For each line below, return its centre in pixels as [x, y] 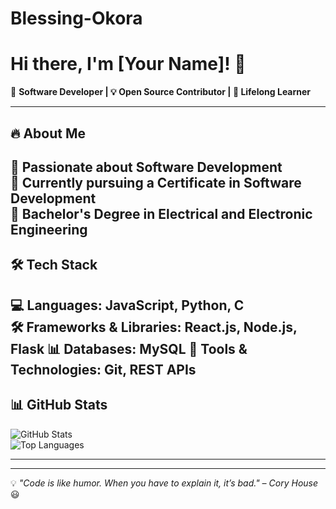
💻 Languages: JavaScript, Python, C [127, 305]
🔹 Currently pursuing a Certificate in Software [156, 182]
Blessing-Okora [76, 18]
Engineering [49, 229]
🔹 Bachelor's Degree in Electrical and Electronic [161, 213]
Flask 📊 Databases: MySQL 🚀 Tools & [129, 348]
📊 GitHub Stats [59, 405]
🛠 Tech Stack [54, 265]
